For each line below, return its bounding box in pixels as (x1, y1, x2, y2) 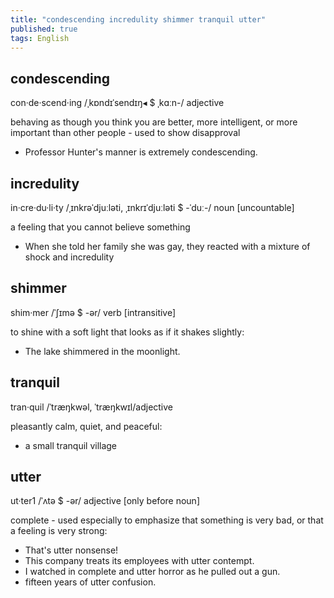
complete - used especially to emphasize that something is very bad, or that (10, 514, 324, 526)
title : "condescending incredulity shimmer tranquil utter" (10, 14, 267, 25)
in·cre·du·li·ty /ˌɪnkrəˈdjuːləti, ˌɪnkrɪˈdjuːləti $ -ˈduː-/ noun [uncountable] (10, 202, 295, 213)
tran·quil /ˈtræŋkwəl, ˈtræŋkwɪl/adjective (10, 401, 174, 413)
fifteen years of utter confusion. (24, 576, 157, 588)
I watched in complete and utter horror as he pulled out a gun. (24, 566, 281, 578)
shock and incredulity (24, 251, 115, 263)
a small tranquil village (24, 439, 118, 451)
